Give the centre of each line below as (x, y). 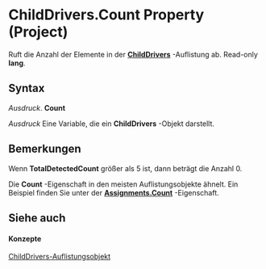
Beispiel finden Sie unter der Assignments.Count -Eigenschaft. (114, 192)
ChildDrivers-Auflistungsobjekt (60, 257)
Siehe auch (37, 218)
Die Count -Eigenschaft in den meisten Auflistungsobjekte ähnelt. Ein (123, 184)
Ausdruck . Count (37, 107)
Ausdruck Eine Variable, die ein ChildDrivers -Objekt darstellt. (112, 124)
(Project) (38, 32)
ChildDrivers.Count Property (106, 15)
